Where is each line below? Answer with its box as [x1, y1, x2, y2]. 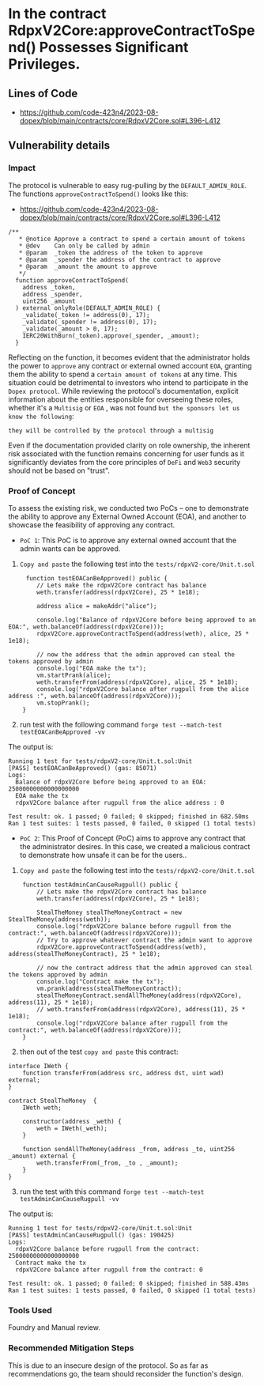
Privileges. [8, 55, 81, 74]
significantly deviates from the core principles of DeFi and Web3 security [8, 457, 241, 466]
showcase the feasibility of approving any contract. [8, 519, 175, 530]
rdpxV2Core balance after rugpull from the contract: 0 [15, 1266, 203, 1274]
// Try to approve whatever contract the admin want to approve [36, 936, 253, 944]
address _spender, [22, 290, 83, 298]
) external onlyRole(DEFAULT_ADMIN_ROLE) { [15, 304, 160, 312]
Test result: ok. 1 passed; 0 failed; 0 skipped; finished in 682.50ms [8, 812, 249, 821]
